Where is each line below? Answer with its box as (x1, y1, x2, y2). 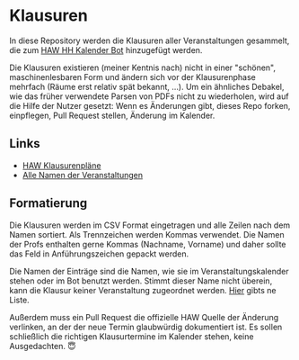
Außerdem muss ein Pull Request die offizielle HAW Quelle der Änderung (9, 311, 279, 322)
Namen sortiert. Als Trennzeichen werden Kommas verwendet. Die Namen (9, 229, 285, 239)
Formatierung (9, 195, 88, 211)
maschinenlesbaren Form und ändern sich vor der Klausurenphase (9, 71, 256, 82)
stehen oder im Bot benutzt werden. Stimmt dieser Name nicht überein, (9, 275, 273, 286)
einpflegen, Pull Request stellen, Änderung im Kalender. (9, 110, 215, 121)
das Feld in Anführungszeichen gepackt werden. (9, 248, 189, 259)
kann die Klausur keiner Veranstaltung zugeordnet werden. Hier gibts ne (9, 284, 277, 295)
